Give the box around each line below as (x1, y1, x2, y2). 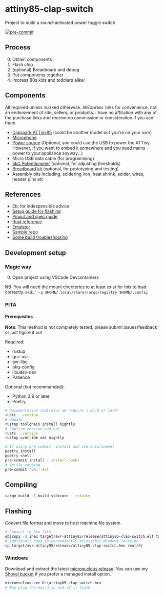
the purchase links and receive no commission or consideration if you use (5, 114, 154, 120)
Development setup (5, 249, 66, 257)
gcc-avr (12, 354, 28, 360)
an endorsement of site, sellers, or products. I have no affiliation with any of (5, 109, 157, 115)
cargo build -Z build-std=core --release (5, 493, 91, 499)
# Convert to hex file (5, 529, 51, 534)
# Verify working (5, 462, 41, 467)
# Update (5, 417, 23, 422)
